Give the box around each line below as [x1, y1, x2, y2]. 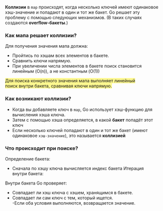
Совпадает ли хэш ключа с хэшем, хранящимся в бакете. [12, 189, 134, 195]
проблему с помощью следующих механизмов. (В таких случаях [5, 15, 142, 20]
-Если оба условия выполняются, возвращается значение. [12, 200, 136, 206]
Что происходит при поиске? [5, 145, 78, 152]
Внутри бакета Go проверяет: [5, 180, 67, 186]
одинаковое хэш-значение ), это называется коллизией [12, 132, 126, 138]
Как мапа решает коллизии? [5, 32, 77, 39]
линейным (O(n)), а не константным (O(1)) [12, 68, 100, 74]
